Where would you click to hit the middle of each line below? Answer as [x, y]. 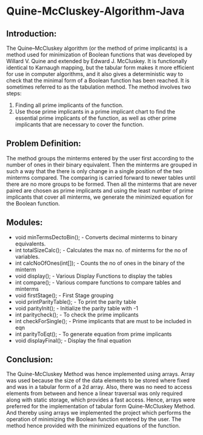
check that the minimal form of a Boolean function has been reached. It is [98, 80]
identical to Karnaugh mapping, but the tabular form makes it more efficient [100, 67]
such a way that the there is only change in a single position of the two [95, 171]
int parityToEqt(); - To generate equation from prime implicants [93, 334]
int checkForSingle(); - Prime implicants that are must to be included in [103, 321]
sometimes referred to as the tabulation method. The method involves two [99, 87]
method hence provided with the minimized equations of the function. [93, 426]
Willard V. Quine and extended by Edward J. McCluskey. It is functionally [97, 61]
